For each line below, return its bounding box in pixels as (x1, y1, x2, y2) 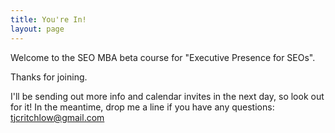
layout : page (10, 24, 65, 34)
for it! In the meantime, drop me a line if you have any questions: (10, 101, 275, 113)
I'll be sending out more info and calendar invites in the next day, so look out (10, 90, 325, 102)
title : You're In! (10, 14, 87, 25)
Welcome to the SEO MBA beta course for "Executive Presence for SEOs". (10, 51, 316, 63)
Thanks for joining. (10, 71, 88, 83)
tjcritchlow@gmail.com (10, 111, 105, 123)
